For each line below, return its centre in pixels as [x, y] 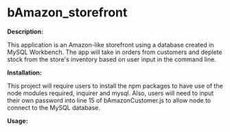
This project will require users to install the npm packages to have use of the [115, 85]
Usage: [18, 120]
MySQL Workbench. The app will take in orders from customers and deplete [115, 52]
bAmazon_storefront [67, 13]
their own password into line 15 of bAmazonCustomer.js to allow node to [109, 100]
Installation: [25, 72]
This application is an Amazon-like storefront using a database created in [111, 44]
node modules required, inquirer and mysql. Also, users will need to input [111, 93]
